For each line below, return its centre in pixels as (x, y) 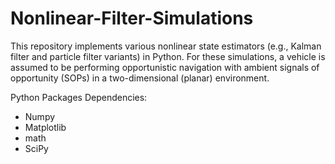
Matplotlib (45, 127)
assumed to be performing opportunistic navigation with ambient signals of (165, 67)
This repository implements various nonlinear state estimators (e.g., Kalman (166, 46)
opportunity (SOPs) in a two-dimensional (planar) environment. (140, 78)
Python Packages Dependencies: (79, 97)
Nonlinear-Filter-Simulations (132, 18)
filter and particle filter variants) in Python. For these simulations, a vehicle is (168, 56)
